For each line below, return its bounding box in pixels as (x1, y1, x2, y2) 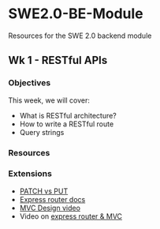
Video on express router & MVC (19, 211, 123, 221)
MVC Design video (19, 203, 81, 212)
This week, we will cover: (8, 96, 91, 105)
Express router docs (19, 194, 86, 204)
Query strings (19, 127, 65, 137)
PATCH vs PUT (19, 186, 69, 196)
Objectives (8, 77, 51, 88)
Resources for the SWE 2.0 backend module (8, 31, 152, 40)
